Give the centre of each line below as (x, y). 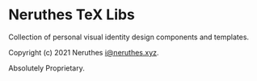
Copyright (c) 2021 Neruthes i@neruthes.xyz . (84, 52)
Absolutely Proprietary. (46, 68)
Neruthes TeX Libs (72, 15)
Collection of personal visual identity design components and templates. (128, 37)
